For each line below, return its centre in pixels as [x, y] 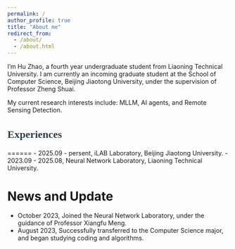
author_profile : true [39, 20]
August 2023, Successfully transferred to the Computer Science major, [120, 231]
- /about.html [34, 46]
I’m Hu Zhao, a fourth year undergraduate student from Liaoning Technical [115, 66]
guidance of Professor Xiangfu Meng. [72, 223]
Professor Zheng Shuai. [42, 89]
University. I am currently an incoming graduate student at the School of [112, 74]
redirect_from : [30, 33]
